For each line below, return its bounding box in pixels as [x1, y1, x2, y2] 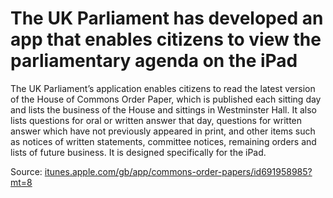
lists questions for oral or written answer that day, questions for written [10, 114, 303, 126]
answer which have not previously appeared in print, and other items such [10, 125, 316, 137]
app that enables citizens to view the [10, 28, 322, 51]
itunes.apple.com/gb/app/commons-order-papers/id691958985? [44, 165, 313, 177]
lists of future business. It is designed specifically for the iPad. [10, 146, 267, 158]
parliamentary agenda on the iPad [10, 50, 298, 72]
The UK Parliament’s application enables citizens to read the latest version [10, 82, 316, 94]
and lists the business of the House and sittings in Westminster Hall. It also [10, 103, 317, 116]
